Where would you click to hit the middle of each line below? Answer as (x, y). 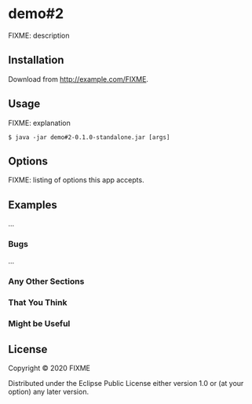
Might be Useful (39, 324)
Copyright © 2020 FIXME (49, 368)
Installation (36, 60)
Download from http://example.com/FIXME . (79, 79)
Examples (33, 205)
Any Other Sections (46, 281)
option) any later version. (48, 392)
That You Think (38, 303)
